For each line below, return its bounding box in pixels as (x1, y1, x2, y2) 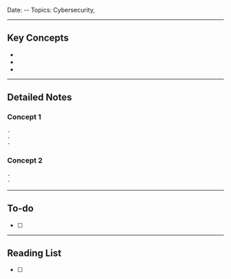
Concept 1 (7, 112, 41, 122)
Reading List (7, 247, 62, 259)
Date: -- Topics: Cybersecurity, (7, 6, 95, 14)
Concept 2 (7, 156, 43, 165)
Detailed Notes (7, 92, 72, 103)
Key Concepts (7, 32, 69, 44)
